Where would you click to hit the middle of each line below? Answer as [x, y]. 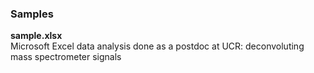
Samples [32, 14]
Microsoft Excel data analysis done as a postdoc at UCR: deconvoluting [157, 46]
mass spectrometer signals [66, 57]
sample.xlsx [36, 36]
